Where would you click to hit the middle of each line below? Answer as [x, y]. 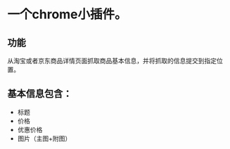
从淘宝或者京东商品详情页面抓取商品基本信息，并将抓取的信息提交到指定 [112, 61]
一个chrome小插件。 [68, 14]
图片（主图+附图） [44, 138]
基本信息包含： [40, 94]
